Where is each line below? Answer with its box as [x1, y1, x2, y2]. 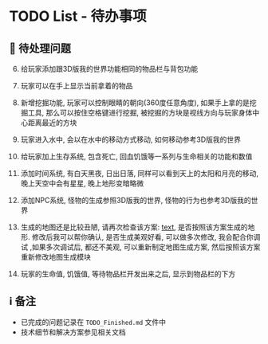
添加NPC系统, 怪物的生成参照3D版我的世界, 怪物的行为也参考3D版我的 [20, 196, 251, 205]
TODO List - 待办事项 [9, 7, 147, 25]
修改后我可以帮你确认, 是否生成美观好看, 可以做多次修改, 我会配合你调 [31, 233, 261, 241]
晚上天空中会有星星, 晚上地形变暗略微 [20, 178, 144, 188]
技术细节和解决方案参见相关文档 [20, 327, 126, 337]
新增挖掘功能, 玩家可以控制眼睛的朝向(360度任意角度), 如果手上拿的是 [20, 98, 250, 107]
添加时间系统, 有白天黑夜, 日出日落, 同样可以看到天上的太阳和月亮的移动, [20, 169, 258, 178]
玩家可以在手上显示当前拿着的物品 [20, 81, 133, 90]
